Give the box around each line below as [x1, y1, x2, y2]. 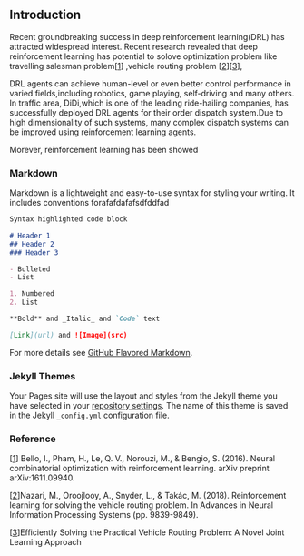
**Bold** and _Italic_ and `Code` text [9, 314, 161, 324]
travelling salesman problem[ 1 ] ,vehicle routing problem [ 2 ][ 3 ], [9, 60, 243, 71]
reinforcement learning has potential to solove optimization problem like [9, 50, 278, 62]
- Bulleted [9, 264, 51, 274]
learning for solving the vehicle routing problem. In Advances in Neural [9, 500, 274, 511]
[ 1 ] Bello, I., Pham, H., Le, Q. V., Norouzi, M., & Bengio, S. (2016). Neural [9, 453, 275, 464]
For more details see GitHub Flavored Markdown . [9, 347, 193, 358]
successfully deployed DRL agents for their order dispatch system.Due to [9, 106, 284, 117]
